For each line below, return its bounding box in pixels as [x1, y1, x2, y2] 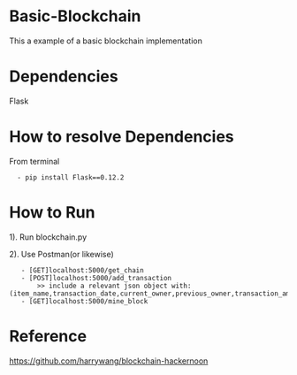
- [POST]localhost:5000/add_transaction [20, 273, 172, 282]
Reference [9, 325, 87, 346]
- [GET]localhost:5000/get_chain [20, 265, 144, 275]
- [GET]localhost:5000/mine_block [20, 296, 148, 306]
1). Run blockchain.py [9, 232, 87, 242]
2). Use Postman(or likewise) [9, 249, 115, 259]
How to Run [9, 203, 95, 222]
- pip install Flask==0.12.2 [17, 172, 125, 182]
